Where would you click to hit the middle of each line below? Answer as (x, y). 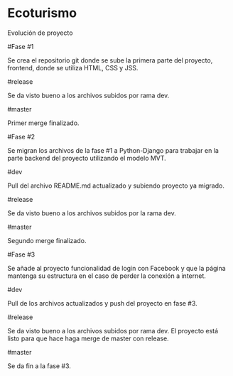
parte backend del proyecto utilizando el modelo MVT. (87, 158)
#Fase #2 (21, 136)
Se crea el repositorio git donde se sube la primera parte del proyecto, (110, 60)
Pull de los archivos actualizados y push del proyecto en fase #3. (102, 303)
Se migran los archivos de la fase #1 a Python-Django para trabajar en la (113, 150)
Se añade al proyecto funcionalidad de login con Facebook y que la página (116, 268)
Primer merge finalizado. (43, 123)
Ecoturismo (42, 13)
